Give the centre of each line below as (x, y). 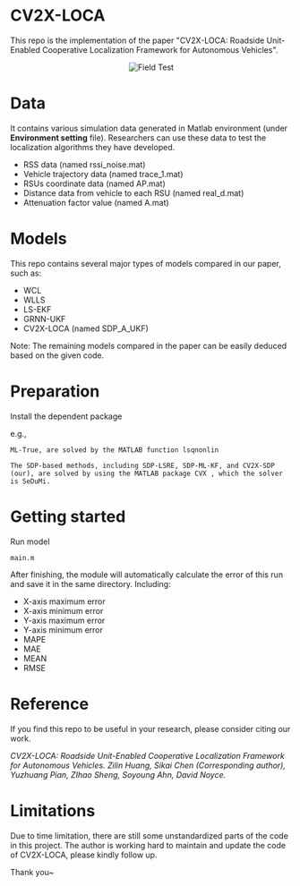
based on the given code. (57, 355)
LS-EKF (37, 309)
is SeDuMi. (30, 481)
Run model (30, 541)
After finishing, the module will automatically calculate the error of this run (147, 575)
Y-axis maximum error (64, 620)
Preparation (55, 391)
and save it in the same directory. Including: (90, 584)
